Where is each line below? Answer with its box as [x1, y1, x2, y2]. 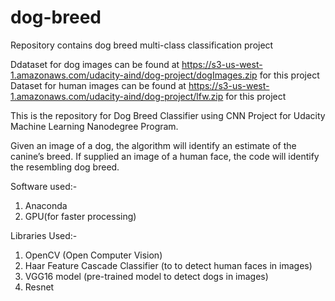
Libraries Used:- [10, 229, 78, 241]
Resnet [24, 281, 55, 293]
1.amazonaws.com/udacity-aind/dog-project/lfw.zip [10, 90, 224, 102]
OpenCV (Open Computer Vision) [24, 249, 163, 261]
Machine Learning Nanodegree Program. [10, 120, 179, 132]
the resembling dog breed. [10, 161, 120, 173]
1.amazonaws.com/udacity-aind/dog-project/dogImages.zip [10, 69, 258, 81]
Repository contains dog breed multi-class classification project [10, 39, 274, 51]
